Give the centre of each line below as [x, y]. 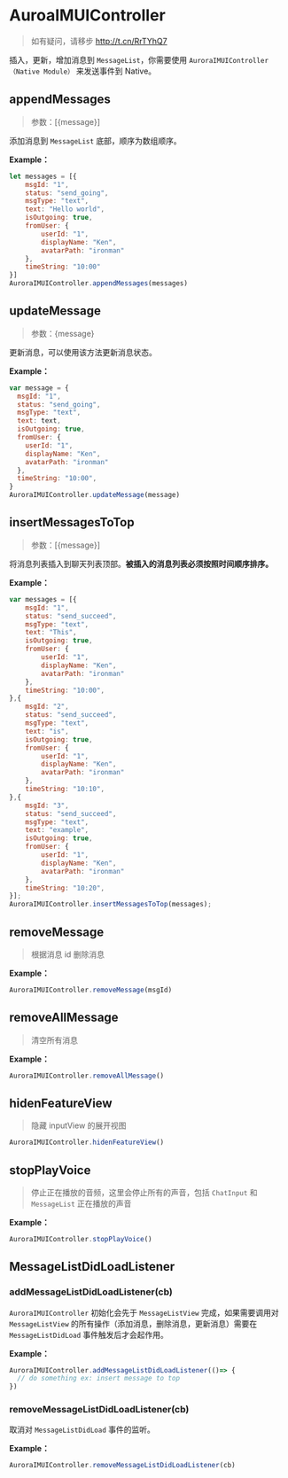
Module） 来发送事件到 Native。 [100, 71]
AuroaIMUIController [87, 16]
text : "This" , [51, 633]
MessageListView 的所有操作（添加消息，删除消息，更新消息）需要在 [133, 1323]
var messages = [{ [43, 599]
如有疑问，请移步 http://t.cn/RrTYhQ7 [99, 41]
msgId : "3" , [47, 805]
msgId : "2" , [47, 707]
